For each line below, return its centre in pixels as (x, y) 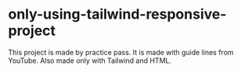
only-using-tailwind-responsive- (117, 14)
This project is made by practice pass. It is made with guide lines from (121, 52)
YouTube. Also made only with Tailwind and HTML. (90, 61)
